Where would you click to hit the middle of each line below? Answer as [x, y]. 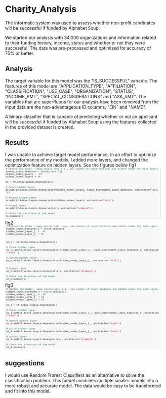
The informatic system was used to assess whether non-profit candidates [80, 23]
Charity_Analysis [41, 9]
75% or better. [20, 53]
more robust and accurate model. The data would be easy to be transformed [83, 386]
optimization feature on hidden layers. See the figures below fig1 [71, 165]
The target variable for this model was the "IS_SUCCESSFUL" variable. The [81, 80]
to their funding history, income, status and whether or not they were [75, 42]
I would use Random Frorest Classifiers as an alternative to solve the [75, 375]
